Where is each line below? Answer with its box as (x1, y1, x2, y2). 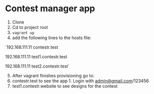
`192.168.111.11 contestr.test (5, 44, 59, 50)
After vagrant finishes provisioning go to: (12, 72, 94, 78)
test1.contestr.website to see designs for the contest (12, 83, 118, 89)
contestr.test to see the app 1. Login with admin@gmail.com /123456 (12, 78, 149, 84)
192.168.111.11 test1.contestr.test (5, 53, 67, 59)
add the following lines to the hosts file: (12, 35, 91, 41)
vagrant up (12, 30, 35, 35)
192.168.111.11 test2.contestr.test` (5, 63, 70, 69)
